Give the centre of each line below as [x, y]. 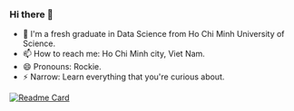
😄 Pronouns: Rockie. [62, 67]
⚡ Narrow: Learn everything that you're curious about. [123, 77]
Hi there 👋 [32, 14]
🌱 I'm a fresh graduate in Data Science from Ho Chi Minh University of [153, 34]
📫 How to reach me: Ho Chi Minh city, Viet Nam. [114, 54]
